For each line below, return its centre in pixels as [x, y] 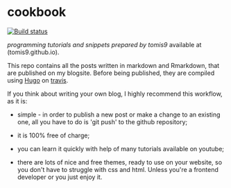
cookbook [37, 12]
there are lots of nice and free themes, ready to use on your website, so [120, 162]
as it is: [17, 101]
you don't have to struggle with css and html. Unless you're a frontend [118, 169]
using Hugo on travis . [38, 80]
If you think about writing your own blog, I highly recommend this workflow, [115, 94]
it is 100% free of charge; [53, 135]
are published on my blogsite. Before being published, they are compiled [111, 73]
